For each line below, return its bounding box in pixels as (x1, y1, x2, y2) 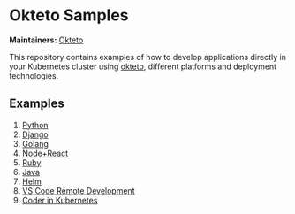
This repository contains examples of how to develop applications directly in (9, 51, 287, 62)
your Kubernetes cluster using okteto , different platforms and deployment (9, 61, 276, 72)
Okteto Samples (9, 5, 130, 26)
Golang (21, 138, 49, 149)
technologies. (9, 70, 59, 80)
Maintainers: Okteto (9, 34, 84, 45)
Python (21, 119, 49, 130)
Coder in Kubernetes (21, 195, 98, 205)
